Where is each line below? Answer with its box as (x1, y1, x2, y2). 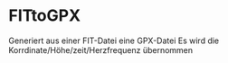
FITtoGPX (8, 5, 81, 26)
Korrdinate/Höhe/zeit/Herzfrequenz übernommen (8, 44, 194, 55)
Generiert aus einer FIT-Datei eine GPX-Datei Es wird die (8, 35, 220, 46)
